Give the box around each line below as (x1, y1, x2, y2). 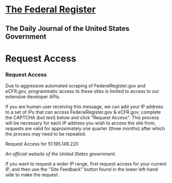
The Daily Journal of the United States (5, 24, 130, 33)
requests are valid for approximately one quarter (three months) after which (5, 125, 165, 132)
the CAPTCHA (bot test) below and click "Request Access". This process (5, 115, 159, 121)
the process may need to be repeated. (5, 131, 86, 137)
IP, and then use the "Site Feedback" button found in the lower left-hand (5, 166, 158, 173)
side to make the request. (5, 172, 59, 178)
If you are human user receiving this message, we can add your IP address (5, 104, 163, 110)
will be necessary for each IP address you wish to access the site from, (5, 120, 156, 126)
